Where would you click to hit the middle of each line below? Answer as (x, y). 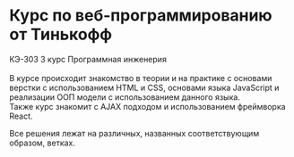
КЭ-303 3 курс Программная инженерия (88, 59)
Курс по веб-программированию (141, 16)
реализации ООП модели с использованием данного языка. (125, 97)
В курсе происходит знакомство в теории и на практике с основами (141, 78)
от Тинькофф (61, 34)
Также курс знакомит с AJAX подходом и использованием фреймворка (147, 106)
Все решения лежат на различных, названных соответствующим (134, 133)
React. (21, 116)
